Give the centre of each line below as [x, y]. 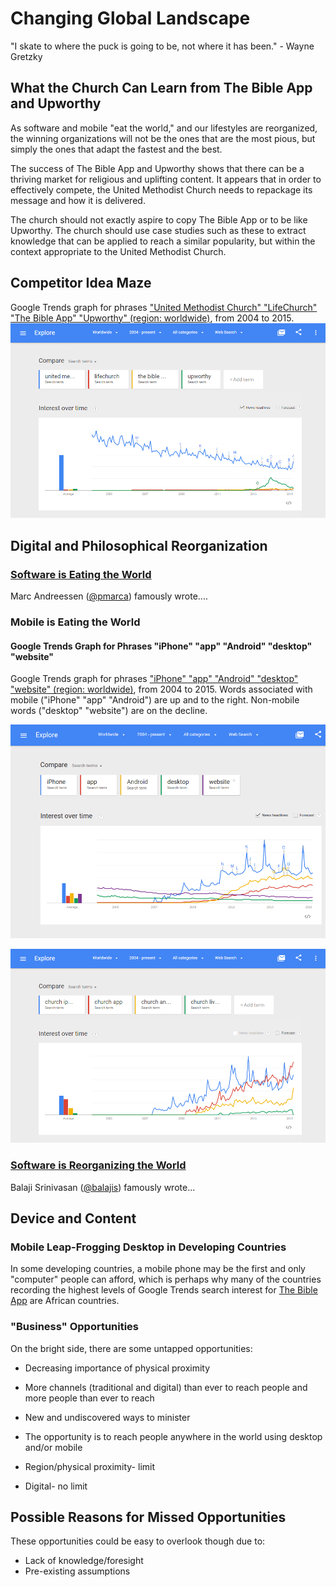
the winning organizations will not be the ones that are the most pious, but [163, 138]
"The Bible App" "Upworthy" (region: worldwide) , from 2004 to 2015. [152, 318]
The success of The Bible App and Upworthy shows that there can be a [157, 168]
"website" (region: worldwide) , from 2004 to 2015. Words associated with [161, 689]
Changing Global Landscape [130, 18]
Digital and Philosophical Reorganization [139, 546]
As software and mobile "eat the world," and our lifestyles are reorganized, [164, 128]
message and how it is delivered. [78, 200]
